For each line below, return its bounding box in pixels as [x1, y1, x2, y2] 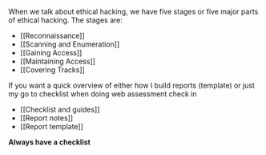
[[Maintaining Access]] [19, 56, 96, 66]
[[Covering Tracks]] [19, 65, 86, 75]
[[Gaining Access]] [19, 48, 83, 57]
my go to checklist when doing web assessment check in [8, 89, 198, 99]
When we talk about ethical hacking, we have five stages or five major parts [8, 7, 259, 16]
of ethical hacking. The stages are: [8, 15, 123, 25]
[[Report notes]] [19, 113, 74, 123]
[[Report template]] [19, 122, 84, 131]
